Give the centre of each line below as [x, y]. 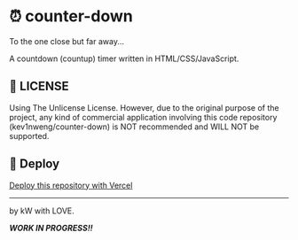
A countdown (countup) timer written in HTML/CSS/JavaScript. [124, 58]
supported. [29, 135]
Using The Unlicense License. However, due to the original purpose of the [144, 107]
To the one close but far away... [67, 41]
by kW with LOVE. [42, 211]
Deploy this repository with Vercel [71, 185]
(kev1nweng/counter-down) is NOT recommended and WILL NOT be [134, 127]
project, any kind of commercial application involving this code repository [143, 117]
